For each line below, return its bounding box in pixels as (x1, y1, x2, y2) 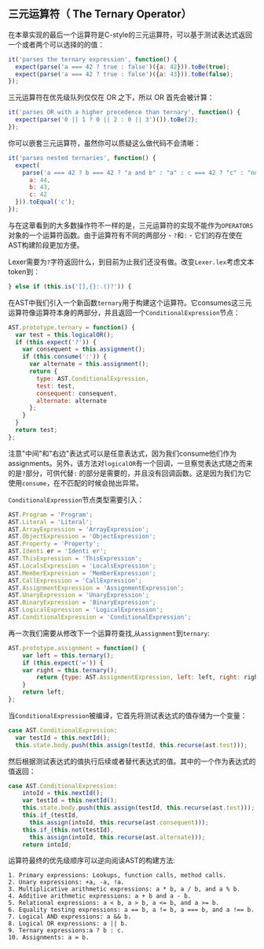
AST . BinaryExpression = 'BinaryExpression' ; (8, 598, 156, 607)
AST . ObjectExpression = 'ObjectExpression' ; (8, 533, 156, 541)
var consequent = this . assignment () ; (22, 345, 146, 353)
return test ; (15, 426, 58, 434)
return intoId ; (22, 840, 72, 849)
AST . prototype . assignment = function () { (8, 644, 146, 652)
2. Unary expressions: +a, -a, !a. (8, 878, 125, 887)
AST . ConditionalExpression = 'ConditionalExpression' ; (8, 613, 192, 621)
